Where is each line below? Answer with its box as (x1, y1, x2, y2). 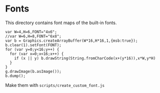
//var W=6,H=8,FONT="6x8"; (5, 34, 62, 39)
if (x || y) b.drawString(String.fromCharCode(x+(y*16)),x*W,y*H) (14, 56, 156, 61)
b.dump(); (5, 73, 26, 78)
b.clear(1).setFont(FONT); (5, 42, 62, 48)
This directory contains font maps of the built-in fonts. (5, 20, 117, 26)
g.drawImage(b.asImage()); (5, 69, 62, 74)
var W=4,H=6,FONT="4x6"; (5, 29, 57, 34)
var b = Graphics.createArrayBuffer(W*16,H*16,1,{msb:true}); (5, 38, 138, 43)
